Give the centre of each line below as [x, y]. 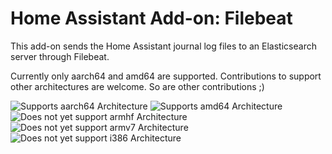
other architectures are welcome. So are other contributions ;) [137, 86]
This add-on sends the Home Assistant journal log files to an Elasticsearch [163, 46]
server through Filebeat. [60, 56]
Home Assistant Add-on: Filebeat [151, 18]
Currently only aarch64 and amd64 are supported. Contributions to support [166, 76]
